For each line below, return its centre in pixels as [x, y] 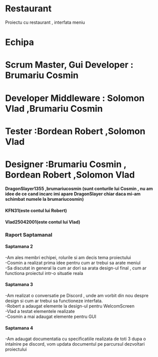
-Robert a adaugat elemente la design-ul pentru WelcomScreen [70, 306]
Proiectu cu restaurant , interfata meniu [45, 22]
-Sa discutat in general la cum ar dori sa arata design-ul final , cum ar [76, 268]
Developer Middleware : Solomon [75, 98]
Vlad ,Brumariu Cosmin [54, 109]
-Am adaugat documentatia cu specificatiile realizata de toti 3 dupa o [76, 339]
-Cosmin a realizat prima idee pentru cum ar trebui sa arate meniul [73, 263]
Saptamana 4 [19, 328]
